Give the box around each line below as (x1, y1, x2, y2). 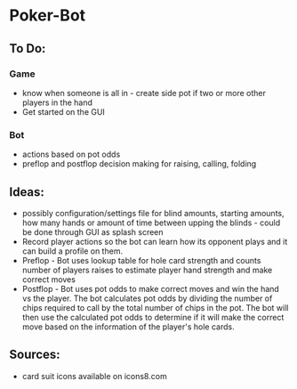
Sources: (9, 347, 60, 362)
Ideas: (9, 184, 44, 199)
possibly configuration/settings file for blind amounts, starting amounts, (21, 207, 285, 218)
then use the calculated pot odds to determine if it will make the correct (21, 312, 285, 322)
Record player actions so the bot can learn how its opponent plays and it (21, 236, 288, 247)
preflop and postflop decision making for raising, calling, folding (21, 158, 257, 169)
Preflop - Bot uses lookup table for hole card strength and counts (21, 255, 261, 265)
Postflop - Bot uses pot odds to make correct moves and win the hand (21, 283, 280, 294)
